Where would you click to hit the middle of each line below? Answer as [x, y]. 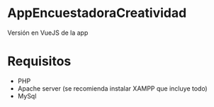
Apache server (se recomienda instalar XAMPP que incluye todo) [112, 88]
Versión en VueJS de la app [48, 33]
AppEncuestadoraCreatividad [97, 13]
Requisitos [39, 61]
